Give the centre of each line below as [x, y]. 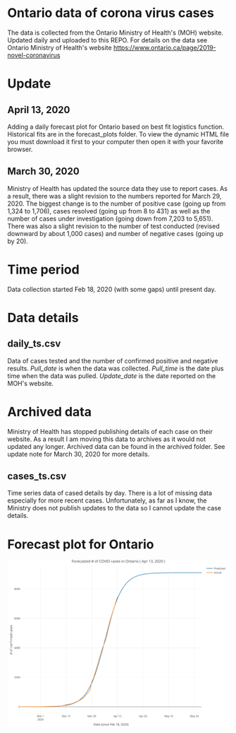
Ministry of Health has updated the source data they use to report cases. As [117, 188]
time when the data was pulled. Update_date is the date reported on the [112, 375]
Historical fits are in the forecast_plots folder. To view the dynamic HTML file [118, 134]
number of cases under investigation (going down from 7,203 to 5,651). [110, 218]
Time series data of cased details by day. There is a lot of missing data [110, 493]
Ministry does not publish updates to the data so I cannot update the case [114, 508]
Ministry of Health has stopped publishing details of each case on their [110, 431]
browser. [20, 149]
